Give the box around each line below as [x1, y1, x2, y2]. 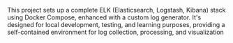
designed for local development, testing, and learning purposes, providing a [7, 21, 225, 28]
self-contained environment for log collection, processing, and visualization [7, 28, 225, 36]
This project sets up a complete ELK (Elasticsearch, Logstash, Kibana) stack [7, 6, 226, 14]
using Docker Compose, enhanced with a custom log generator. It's [7, 13, 202, 21]
